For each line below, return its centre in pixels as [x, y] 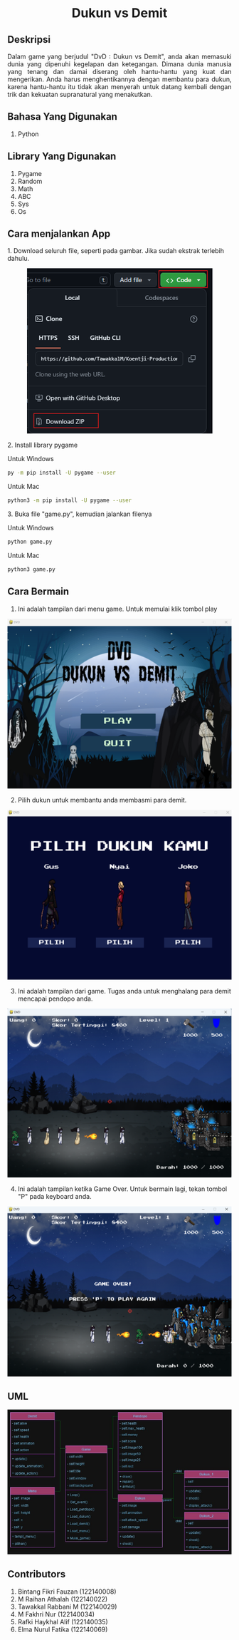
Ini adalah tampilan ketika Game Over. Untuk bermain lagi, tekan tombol [122, 1189]
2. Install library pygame [43, 445]
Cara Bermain [38, 592]
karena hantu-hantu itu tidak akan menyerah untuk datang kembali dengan [119, 87]
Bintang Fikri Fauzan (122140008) [67, 1592]
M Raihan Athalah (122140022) [63, 1599]
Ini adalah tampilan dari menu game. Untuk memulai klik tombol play [117, 609]
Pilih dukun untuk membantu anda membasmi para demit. [102, 800]
